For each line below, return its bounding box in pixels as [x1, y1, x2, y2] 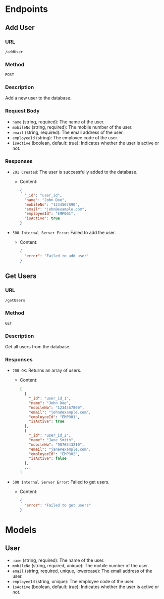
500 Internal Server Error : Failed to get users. [12, 479, 110, 485]
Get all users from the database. [5, 343, 71, 349]
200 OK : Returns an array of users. [12, 367, 82, 374]
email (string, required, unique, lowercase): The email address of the [12, 568, 153, 574]
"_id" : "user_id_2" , [29, 433, 71, 438]
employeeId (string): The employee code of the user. [12, 134, 118, 140]
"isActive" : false [29, 456, 67, 461]
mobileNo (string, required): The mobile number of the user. [12, 124, 133, 130]
